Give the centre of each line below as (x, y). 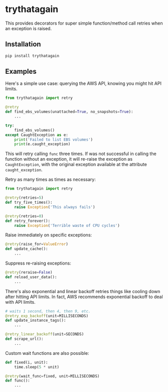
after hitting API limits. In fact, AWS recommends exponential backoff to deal (84, 297)
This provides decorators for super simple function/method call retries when (84, 23)
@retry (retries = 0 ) (24, 216)
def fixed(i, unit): (27, 362)
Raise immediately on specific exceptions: (49, 235)
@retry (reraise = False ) (29, 273)
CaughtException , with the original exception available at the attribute (76, 165)
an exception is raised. (28, 28)
